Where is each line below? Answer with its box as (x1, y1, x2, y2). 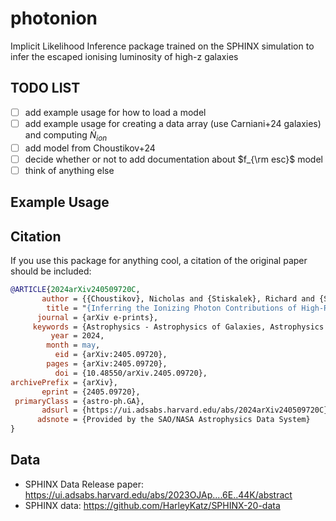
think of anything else (24, 164, 115, 176)
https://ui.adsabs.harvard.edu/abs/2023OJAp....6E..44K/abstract (24, 488, 293, 501)
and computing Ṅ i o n (24, 128, 108, 143)
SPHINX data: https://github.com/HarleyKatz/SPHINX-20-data (24, 499, 281, 511)
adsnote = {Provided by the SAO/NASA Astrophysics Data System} (36, 415, 311, 425)
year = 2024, (50, 331, 105, 341)
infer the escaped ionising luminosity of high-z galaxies (10, 50, 239, 62)
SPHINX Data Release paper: (24, 478, 144, 490)
